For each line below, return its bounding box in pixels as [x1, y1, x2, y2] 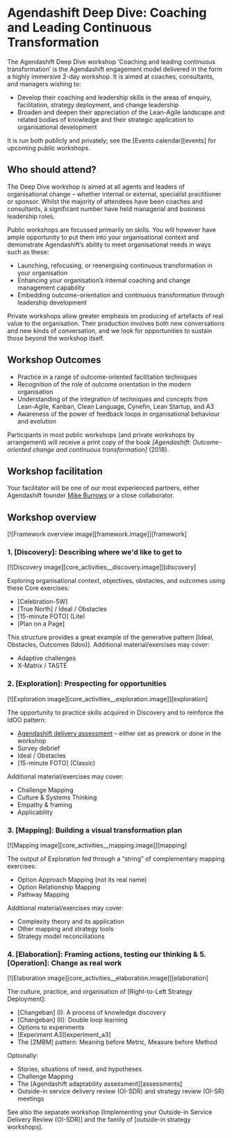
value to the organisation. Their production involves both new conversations [7, 319, 225, 327]
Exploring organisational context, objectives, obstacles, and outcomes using [7, 577, 226, 585]
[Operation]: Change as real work [7, 958, 122, 967]
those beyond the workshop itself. [7, 334, 105, 342]
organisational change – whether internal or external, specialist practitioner [7, 189, 222, 198]
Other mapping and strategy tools [17, 925, 114, 933]
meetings [17, 1095, 44, 1103]
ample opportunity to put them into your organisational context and [7, 233, 199, 241]
